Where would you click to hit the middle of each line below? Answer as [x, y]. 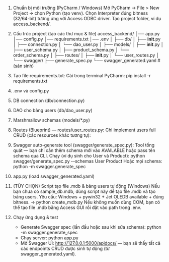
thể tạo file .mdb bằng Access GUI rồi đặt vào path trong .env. [77, 207]
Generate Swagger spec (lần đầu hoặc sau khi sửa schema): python [91, 227]
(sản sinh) [23, 66]
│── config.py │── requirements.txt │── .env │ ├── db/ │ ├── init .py [87, 39]
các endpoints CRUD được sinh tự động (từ [65, 248]
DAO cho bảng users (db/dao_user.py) [53, 110]
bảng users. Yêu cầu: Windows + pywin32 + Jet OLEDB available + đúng [88, 197]
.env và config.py [31, 91]
